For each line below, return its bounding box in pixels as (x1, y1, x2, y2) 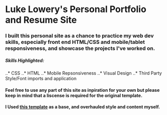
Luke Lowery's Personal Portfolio (5, 4, 147, 15)
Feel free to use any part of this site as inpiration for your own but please (5, 87, 160, 93)
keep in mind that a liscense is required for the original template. (5, 92, 142, 98)
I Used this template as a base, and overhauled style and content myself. (5, 104, 160, 110)
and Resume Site (5, 14, 77, 26)
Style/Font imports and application (5, 76, 77, 82)
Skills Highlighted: (5, 57, 44, 64)
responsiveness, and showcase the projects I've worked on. (5, 45, 155, 52)
